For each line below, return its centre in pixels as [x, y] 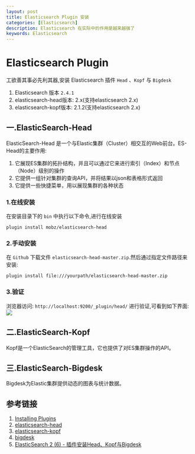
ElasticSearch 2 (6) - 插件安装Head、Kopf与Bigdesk [78, 445]
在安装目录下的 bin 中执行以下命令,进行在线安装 [64, 216]
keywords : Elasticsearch [37, 34]
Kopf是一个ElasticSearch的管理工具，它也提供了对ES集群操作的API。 [90, 347]
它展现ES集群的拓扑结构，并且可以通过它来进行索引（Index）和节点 [97, 163]
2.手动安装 [21, 243]
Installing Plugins [35, 418]
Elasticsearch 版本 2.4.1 [44, 93]
